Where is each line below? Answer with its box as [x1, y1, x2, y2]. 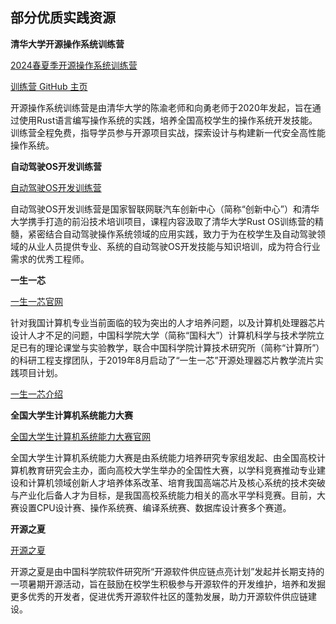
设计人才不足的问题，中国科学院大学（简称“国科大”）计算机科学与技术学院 [10, 329, 317, 341]
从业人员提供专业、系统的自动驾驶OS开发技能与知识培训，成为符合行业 [27, 240, 321, 252]
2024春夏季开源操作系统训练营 [10, 59, 138, 71]
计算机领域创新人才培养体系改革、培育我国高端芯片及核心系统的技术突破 [27, 476, 326, 488]
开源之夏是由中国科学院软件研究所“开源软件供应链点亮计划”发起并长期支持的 [10, 565, 325, 577]
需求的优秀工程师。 [10, 253, 90, 265]
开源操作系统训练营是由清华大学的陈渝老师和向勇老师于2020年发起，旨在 [10, 101, 313, 113]
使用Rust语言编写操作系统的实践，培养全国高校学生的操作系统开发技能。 [18, 114, 318, 126]
